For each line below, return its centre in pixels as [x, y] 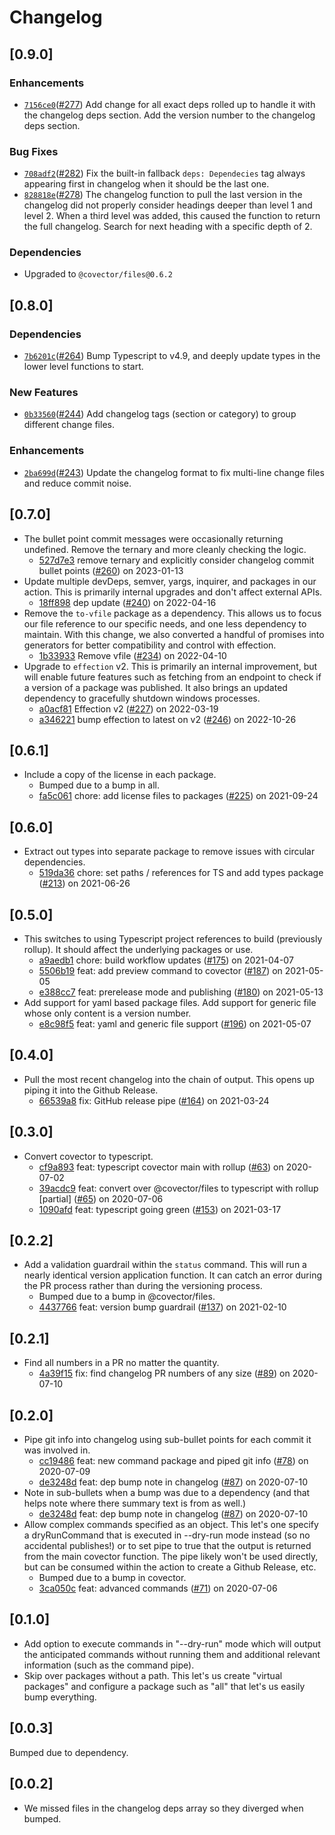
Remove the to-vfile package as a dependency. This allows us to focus [172, 613]
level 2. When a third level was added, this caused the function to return [172, 216]
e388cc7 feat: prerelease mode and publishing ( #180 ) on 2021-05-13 [181, 992]
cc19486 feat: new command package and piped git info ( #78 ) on [173, 1461]
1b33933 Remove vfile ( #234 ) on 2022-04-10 [132, 655]
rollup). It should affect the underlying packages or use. [138, 949]
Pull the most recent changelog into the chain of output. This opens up [169, 1079]
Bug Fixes [34, 151]
